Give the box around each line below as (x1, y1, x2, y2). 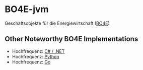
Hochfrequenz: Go (12, 59, 51, 65)
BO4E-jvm (5, 4, 49, 15)
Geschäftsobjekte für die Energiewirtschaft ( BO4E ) (5, 20, 110, 26)
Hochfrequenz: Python (12, 53, 59, 59)
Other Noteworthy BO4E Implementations (5, 35, 138, 43)
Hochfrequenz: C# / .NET (12, 48, 65, 54)
